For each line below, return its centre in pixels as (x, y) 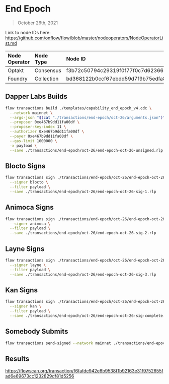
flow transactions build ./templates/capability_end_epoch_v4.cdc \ (78, 108)
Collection (47, 79)
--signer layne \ (28, 265)
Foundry (18, 79)
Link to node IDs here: (28, 32)
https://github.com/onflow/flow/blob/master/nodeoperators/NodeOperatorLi (84, 38)
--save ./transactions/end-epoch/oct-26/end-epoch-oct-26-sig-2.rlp (83, 233)
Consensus (48, 70)
